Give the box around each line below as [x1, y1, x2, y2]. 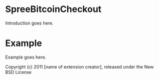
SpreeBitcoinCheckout [5, 3, 102, 15]
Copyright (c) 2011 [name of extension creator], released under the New [5, 63, 154, 69]
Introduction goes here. [5, 20, 54, 26]
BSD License [5, 69, 32, 75]
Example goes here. [5, 54, 47, 60]
